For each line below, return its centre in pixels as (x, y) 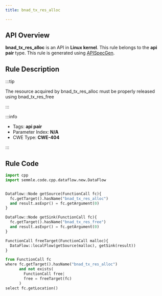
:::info (11, 117)
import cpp (17, 175)
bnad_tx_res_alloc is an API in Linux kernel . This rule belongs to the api (81, 48)
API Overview (28, 36)
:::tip (10, 81)
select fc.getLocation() (32, 288)
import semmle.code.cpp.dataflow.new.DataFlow (56, 180)
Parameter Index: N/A (36, 132)
